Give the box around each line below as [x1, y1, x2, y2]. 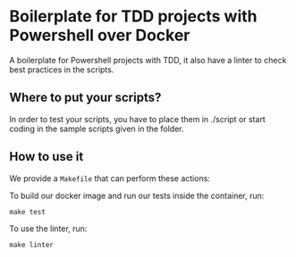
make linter [9, 240, 54, 249]
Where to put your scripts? [9, 90, 162, 105]
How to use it [9, 149, 84, 164]
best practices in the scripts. [9, 64, 114, 75]
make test [9, 207, 47, 216]
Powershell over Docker [9, 25, 190, 46]
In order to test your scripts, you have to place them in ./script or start [9, 113, 266, 124]
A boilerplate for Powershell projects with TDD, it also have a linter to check [9, 54, 287, 65]
